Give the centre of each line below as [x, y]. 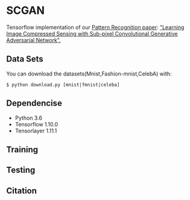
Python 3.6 [28, 118]
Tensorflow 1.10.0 [36, 124]
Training [22, 150]
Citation [22, 191]
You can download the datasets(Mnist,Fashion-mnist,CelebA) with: [89, 74]
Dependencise [34, 103]
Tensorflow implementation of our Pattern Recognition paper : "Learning [95, 27]
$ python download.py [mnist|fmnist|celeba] [63, 85]
